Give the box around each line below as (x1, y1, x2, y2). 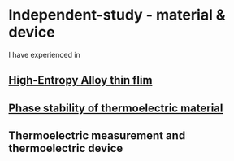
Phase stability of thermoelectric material (8, 101, 223, 115)
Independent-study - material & (8, 6, 226, 24)
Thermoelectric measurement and (8, 128, 186, 143)
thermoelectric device (8, 141, 123, 155)
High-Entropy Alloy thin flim (8, 73, 153, 87)
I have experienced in (8, 50, 81, 59)
